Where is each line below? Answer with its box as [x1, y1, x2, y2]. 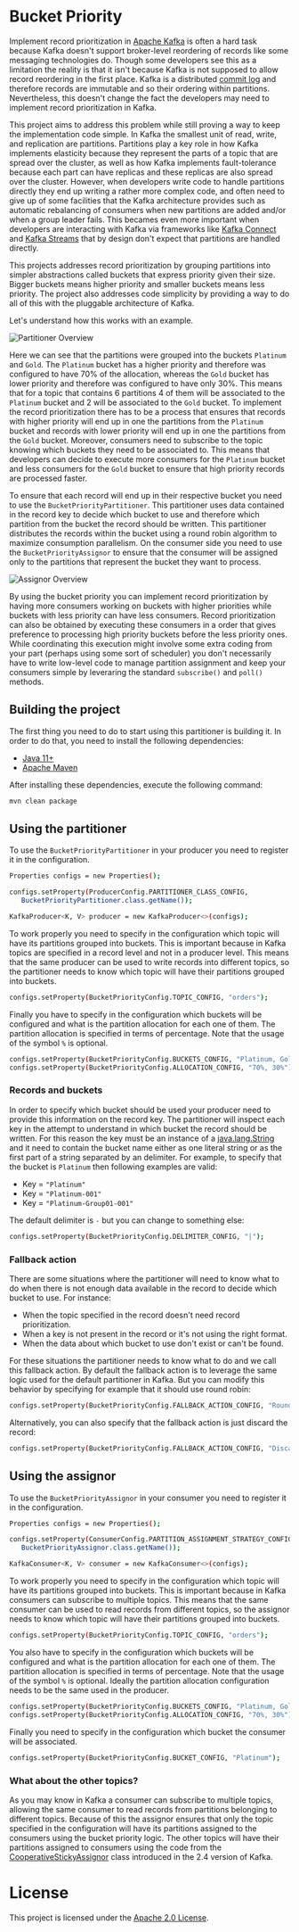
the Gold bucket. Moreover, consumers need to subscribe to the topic [9, 434, 263, 445]
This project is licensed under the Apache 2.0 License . [9, 1911, 209, 1923]
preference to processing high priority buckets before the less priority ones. [9, 629, 287, 640]
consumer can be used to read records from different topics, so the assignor [9, 1604, 290, 1615]
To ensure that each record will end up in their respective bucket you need [9, 490, 283, 500]
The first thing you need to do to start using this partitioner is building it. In [9, 725, 282, 737]
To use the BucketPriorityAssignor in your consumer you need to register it [9, 1492, 287, 1503]
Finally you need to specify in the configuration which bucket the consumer [9, 1726, 287, 1737]
